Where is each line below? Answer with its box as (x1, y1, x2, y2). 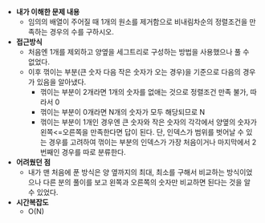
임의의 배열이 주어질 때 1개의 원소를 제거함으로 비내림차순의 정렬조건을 (27, 17, 248, 26)
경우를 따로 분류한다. (61, 148, 126, 156)
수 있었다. (27, 188, 59, 197)
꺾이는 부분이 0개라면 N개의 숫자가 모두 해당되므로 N (39, 107, 206, 116)
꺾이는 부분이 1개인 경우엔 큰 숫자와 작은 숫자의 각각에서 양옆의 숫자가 (39, 117, 257, 127)
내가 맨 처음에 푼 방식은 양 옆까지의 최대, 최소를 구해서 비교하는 (27, 168, 225, 176)
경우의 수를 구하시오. (49, 27, 114, 36)
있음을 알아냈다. (36, 77, 87, 87)
